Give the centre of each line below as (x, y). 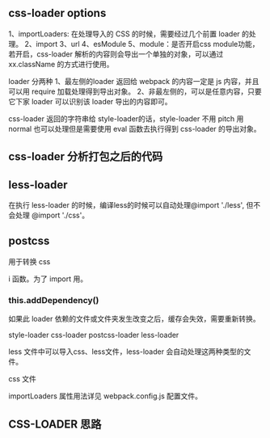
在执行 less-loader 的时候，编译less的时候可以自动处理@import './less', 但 (131, 205)
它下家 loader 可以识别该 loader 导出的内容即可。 (90, 101)
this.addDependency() (54, 300)
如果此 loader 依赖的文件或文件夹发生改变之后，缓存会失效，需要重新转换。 (134, 319)
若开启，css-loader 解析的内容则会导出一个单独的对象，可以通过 (116, 54)
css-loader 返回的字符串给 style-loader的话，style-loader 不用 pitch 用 (126, 118)
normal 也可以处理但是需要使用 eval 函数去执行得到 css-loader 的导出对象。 (135, 128)
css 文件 (22, 379)
